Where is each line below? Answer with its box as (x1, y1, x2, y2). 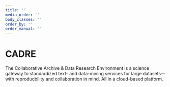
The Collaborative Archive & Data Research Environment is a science (5, 65, 150, 71)
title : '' (5, 7, 26, 13)
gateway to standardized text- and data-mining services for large (5, 71, 142, 77)
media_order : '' (5, 12, 40, 17)
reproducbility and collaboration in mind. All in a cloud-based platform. (15, 76, 164, 82)
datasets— (143, 71, 165, 77)
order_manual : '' (5, 26, 42, 32)
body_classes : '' (5, 17, 42, 22)
